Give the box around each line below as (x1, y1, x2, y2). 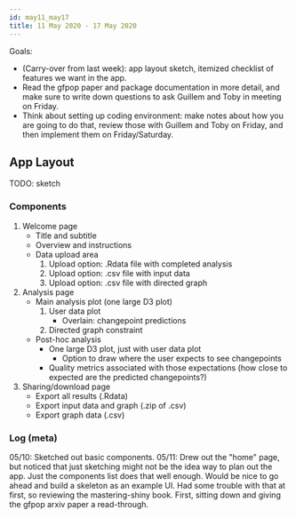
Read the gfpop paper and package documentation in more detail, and (21, 82, 280, 92)
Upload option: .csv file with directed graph (48, 277, 208, 288)
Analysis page (21, 286, 75, 298)
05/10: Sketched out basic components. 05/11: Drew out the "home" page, (9, 451, 280, 462)
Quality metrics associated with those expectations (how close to (48, 362, 288, 373)
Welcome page (21, 220, 78, 231)
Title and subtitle (35, 230, 98, 241)
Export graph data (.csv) (35, 410, 125, 420)
